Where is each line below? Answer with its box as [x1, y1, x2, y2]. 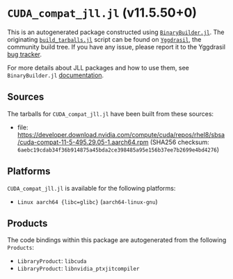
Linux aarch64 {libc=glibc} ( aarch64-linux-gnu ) [17, 197, 158, 206]
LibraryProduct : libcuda [17, 257, 87, 265]
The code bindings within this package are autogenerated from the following [7, 236, 227, 244]
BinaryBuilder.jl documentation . [7, 71, 104, 79]
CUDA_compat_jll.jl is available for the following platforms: [7, 184, 176, 192]
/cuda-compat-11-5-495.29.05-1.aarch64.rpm [17, 138, 149, 146]
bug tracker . [7, 50, 42, 58]
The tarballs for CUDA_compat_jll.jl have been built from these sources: [7, 109, 214, 118]
